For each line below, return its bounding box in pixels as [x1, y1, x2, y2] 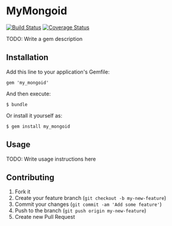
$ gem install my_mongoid [6, 123, 70, 129]
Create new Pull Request [14, 214, 75, 221]
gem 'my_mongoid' [6, 79, 49, 85]
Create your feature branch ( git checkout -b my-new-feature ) [14, 195, 167, 202]
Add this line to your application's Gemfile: [6, 68, 110, 75]
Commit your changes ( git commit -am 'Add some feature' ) [14, 200, 162, 208]
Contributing [6, 172, 55, 182]
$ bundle [6, 101, 28, 107]
